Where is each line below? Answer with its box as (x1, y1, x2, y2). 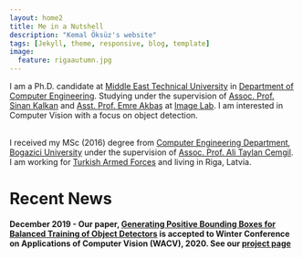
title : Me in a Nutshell (9, 22, 104, 31)
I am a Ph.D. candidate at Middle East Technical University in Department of (9, 81, 294, 91)
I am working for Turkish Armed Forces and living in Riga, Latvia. (9, 157, 252, 167)
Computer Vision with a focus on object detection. (9, 110, 198, 120)
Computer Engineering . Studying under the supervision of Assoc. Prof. (9, 90, 276, 101)
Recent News (9, 189, 112, 210)
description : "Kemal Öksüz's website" (9, 30, 157, 39)
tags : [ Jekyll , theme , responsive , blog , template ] (9, 38, 210, 48)
